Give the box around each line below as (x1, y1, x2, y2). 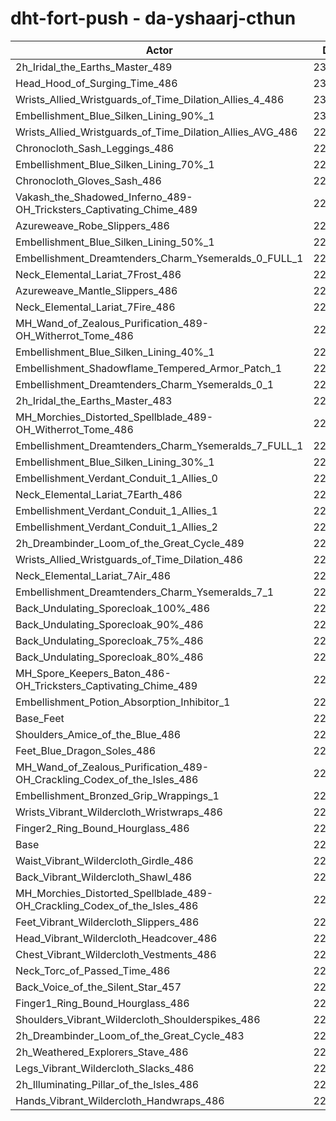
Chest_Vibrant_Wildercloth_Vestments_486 (15, 947, 217, 961)
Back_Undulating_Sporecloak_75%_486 (15, 633, 204, 647)
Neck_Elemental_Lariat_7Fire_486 (15, 300, 176, 314)
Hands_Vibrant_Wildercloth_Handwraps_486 (15, 1093, 225, 1107)
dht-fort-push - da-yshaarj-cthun (10, 7, 297, 30)
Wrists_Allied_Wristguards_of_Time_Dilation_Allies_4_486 (15, 92, 285, 106)
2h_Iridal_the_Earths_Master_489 (15, 60, 173, 74)
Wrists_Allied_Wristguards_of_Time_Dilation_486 (15, 552, 243, 566)
